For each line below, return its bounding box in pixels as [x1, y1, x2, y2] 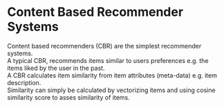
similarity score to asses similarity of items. [7, 93, 130, 101]
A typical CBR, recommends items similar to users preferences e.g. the [7, 56, 209, 64]
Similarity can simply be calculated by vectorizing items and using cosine [7, 86, 216, 94]
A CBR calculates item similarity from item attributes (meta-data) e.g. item [7, 71, 218, 80]
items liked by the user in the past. [7, 64, 105, 72]
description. [7, 78, 41, 87]
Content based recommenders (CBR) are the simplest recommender [7, 42, 202, 50]
